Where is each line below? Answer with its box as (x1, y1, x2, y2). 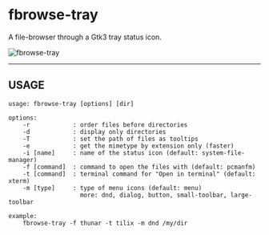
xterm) (8, 176, 30, 185)
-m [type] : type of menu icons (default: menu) (22, 184, 203, 192)
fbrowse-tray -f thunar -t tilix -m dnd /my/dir (22, 219, 188, 227)
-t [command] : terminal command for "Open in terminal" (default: (22, 170, 256, 178)
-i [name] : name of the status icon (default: (22, 148, 199, 157)
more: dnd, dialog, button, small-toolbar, (79, 191, 227, 199)
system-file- (201, 148, 246, 157)
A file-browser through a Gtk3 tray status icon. (8, 32, 163, 42)
